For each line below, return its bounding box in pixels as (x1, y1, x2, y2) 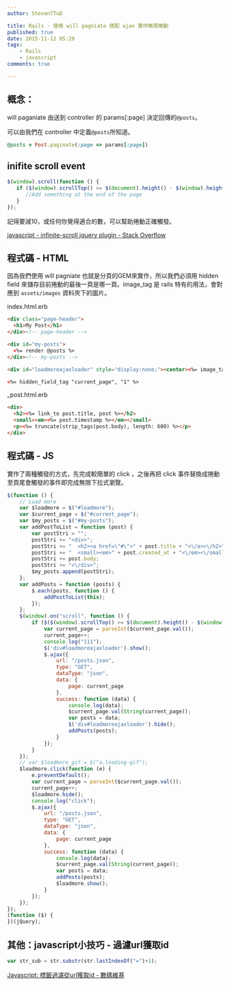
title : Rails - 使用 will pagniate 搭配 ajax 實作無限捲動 (7, 22, 169, 29)
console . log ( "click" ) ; (31, 797, 97, 805)
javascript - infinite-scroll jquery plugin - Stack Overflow (7, 231, 166, 239)
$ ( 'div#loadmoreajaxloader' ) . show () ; (43, 644, 152, 651)
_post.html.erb (7, 391, 48, 399)
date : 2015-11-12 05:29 (7, 35, 75, 42)
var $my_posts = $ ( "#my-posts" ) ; (19, 518, 115, 524)
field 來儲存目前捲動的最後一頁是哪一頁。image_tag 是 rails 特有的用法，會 (7, 280, 217, 288)
